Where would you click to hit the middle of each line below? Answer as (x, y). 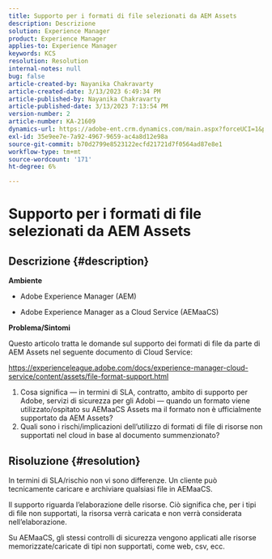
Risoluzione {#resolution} (74, 460)
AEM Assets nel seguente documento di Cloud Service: (100, 352)
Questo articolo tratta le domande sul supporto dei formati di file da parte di (134, 344)
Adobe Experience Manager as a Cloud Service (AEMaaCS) (119, 312)
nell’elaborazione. (38, 522)
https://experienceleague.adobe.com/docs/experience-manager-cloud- (128, 368)
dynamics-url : (32, 129)
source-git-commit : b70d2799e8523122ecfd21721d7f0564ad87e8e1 (115, 144)
